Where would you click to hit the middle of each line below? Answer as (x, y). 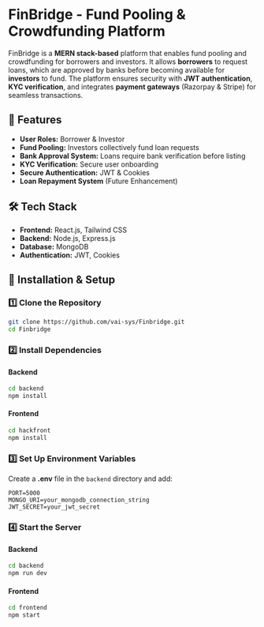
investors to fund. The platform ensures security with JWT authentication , (130, 78)
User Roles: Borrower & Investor (72, 139)
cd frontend (28, 608)
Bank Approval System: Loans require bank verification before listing (132, 156)
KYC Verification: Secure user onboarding (89, 164)
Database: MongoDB (54, 246)
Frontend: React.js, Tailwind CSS (73, 230)
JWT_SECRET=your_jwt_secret (54, 507)
